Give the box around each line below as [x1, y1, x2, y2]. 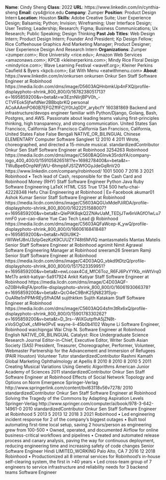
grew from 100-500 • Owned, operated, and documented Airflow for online [5, 427, 159, 433]
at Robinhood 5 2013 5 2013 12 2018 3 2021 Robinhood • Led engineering [5, 411, 155, 417]
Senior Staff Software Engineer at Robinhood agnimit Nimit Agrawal [5, 242, 143, 248]
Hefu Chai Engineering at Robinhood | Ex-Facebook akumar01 [28, 189, 155, 195]
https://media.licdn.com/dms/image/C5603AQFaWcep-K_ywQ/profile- [5, 221, 149, 227]
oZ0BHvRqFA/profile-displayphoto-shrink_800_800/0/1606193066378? [5, 285, 151, 290]
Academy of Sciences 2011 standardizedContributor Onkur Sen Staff [5, 369, 145, 375]
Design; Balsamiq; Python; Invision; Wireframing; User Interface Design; [5, 20, 152, 26]
